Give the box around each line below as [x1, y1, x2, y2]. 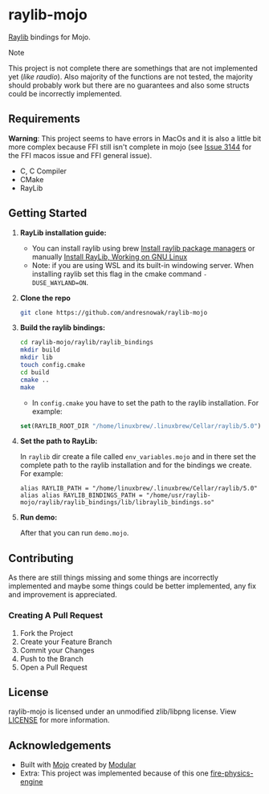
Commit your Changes [19, 645, 95, 655]
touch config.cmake [19, 361, 86, 369]
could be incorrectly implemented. [8, 88, 122, 98]
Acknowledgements [8, 739, 112, 752]
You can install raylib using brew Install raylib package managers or [31, 243, 255, 253]
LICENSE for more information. [8, 715, 110, 725]
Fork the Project [19, 628, 74, 637]
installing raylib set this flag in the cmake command [31, 269, 202, 279]
